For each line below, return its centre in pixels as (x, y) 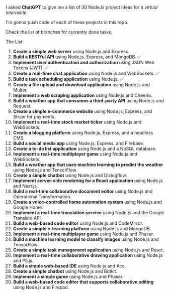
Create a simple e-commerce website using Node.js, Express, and (82, 111)
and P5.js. (23, 261)
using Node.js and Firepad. (41, 287)
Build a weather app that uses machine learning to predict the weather (88, 165)
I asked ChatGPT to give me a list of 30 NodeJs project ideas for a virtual (82, 7)
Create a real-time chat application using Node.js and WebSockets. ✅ (86, 73)
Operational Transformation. (42, 197)
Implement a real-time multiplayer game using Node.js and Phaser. (83, 234)
